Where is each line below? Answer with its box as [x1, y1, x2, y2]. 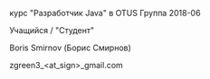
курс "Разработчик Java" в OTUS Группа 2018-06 [9, 8, 201, 18]
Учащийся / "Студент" [9, 25, 95, 35]
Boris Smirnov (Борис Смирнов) [9, 42, 131, 53]
